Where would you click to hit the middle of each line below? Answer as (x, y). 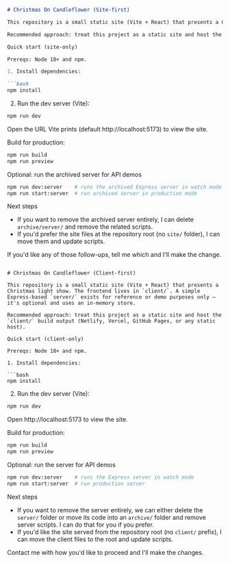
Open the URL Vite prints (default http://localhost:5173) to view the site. (107, 129)
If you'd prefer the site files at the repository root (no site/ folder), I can (118, 234)
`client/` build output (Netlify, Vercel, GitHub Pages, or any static (111, 321)
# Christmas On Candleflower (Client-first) (72, 273)
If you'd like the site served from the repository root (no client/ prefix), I (119, 531)
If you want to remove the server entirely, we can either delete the (110, 510)
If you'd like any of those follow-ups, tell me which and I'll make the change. (114, 255)
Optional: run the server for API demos (62, 465)
